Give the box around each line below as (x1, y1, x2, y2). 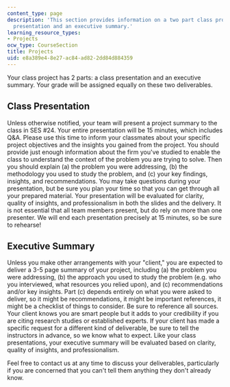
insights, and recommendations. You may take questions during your (7, 177, 201, 185)
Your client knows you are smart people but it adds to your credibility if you (7, 310, 219, 318)
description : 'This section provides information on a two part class (7, 16, 213, 23)
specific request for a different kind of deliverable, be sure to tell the (7, 324, 200, 332)
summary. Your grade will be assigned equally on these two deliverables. (7, 80, 214, 89)
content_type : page (7, 10, 63, 17)
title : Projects (7, 49, 53, 55)
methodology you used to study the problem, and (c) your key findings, (7, 169, 208, 178)
